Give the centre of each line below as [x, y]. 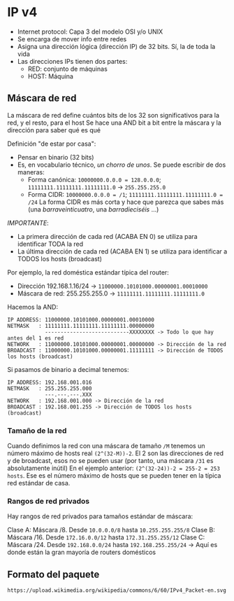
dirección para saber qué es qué [54, 130]
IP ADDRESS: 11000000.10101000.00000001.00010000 [81, 319]
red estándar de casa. [39, 483]
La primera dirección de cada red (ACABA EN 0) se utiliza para [107, 236]
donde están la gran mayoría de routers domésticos [81, 552]
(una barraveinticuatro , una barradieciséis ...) [93, 209]
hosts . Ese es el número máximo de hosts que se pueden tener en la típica [114, 476]
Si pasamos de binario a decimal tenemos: [68, 369]
